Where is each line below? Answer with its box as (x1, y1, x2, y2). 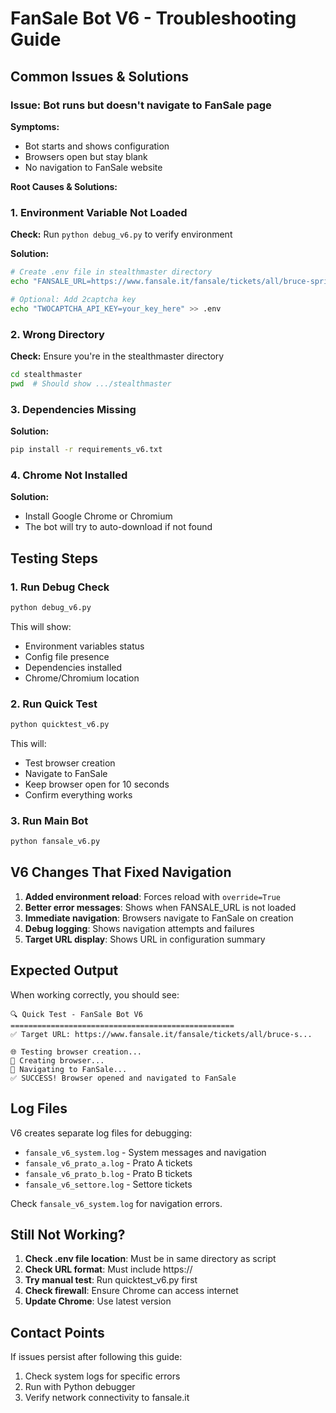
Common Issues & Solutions (10, 68, 189, 85)
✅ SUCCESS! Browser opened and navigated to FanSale (10, 1073, 237, 1083)
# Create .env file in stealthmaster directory (10, 267, 213, 277)
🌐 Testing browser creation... (10, 1047, 142, 1057)
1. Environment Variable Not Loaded (10, 205, 188, 219)
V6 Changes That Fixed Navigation (10, 864, 232, 881)
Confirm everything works (24, 788, 133, 801)
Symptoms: (10, 120, 60, 132)
